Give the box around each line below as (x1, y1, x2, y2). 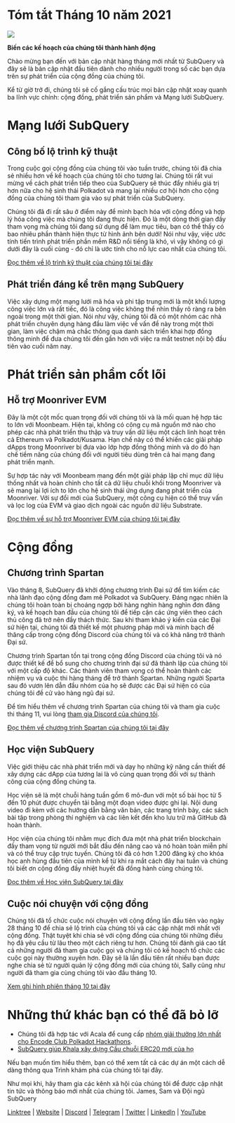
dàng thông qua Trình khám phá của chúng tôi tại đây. (7, 1066, 163, 1075)
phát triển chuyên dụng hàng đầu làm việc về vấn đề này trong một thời (7, 319, 214, 328)
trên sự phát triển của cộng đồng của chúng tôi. (7, 72, 145, 80)
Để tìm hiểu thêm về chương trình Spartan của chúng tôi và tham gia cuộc (7, 702, 221, 711)
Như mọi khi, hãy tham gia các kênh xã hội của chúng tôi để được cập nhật (7, 1080, 223, 1088)
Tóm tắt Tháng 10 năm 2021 (7, 7, 172, 23)
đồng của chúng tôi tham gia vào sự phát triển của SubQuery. (7, 194, 185, 202)
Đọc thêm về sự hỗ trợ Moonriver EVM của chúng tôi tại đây (7, 514, 180, 523)
